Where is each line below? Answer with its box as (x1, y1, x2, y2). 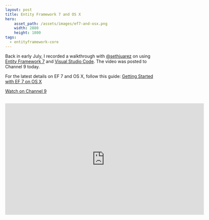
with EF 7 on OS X (5, 78, 42, 84)
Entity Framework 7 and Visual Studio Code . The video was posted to (5, 58, 147, 64)
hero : (5, 16, 16, 21)
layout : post (5, 7, 32, 12)
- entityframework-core (9, 40, 59, 45)
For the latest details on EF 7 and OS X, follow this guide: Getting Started (5, 73, 153, 79)
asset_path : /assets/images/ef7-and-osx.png (14, 21, 108, 26)
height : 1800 (14, 30, 41, 35)
